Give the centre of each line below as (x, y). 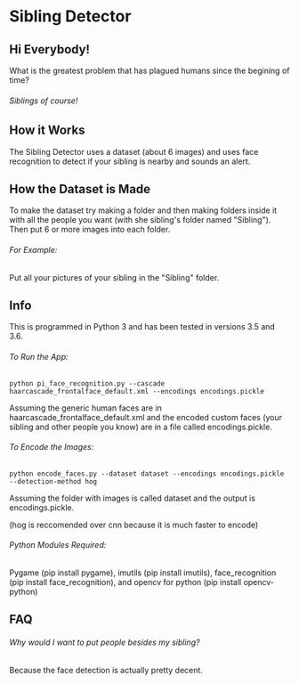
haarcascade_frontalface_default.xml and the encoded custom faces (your (146, 417)
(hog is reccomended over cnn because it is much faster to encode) (134, 525)
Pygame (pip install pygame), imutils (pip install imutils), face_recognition (143, 573)
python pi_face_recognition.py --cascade (87, 383)
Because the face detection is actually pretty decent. (106, 670)
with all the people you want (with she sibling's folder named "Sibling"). (140, 220)
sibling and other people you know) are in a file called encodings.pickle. (141, 427)
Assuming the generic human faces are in (85, 408)
